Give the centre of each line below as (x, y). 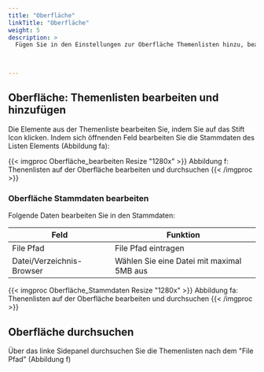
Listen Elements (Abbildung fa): (59, 146)
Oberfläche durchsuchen (71, 332)
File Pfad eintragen (150, 248)
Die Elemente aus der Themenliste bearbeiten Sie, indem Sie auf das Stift (126, 129)
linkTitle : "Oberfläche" (49, 23)
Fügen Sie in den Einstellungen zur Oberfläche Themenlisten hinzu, (130, 45)
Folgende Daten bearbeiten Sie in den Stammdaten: (92, 216)
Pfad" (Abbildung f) (40, 359)
